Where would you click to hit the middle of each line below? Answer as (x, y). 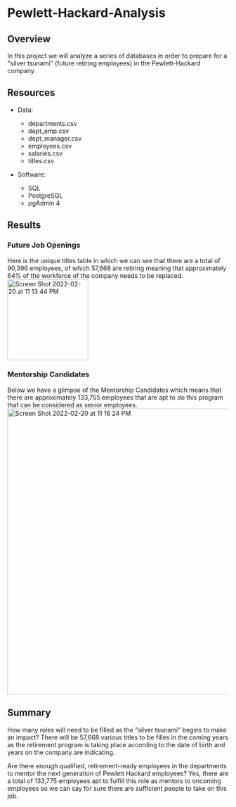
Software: (32, 174)
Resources (31, 93)
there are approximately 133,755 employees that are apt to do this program (115, 397)
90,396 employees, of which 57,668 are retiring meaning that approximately (117, 268)
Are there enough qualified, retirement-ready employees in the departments (117, 765)
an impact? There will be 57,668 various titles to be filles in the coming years (118, 737)
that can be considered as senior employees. (72, 405)
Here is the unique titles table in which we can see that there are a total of (114, 260)
